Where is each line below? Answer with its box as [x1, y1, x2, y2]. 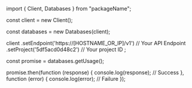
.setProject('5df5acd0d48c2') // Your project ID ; [6, 46, 127, 53]
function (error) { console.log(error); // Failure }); [6, 76, 126, 82]
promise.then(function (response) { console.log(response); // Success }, [6, 69, 184, 76]
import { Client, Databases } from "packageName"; [6, 5, 132, 12]
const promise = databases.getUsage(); [6, 58, 105, 64]
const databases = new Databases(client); [6, 28, 111, 35]
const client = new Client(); [6, 17, 73, 23]
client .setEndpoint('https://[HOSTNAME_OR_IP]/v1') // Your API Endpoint [6, 40, 186, 46]
